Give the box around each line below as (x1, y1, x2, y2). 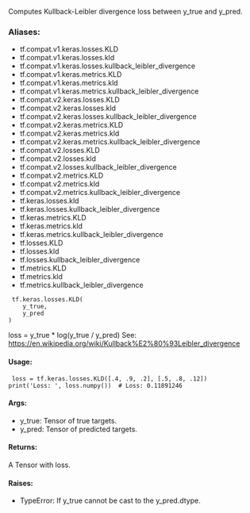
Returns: (8, 442, 38, 452)
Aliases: (8, 26, 41, 37)
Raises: (8, 478, 33, 488)
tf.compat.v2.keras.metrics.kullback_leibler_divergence (19, 137, 201, 147)
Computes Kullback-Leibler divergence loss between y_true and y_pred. (8, 7, 244, 16)
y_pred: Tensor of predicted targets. (19, 424, 137, 434)
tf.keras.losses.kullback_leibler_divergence (19, 205, 160, 214)
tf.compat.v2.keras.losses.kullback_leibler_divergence (19, 112, 197, 121)
